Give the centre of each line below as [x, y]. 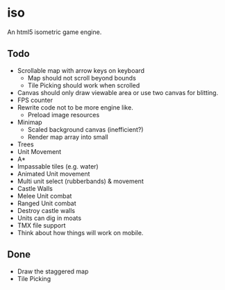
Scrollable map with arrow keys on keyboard [81, 70]
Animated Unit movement [53, 173]
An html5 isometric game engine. [55, 32]
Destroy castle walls [46, 210]
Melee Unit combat [44, 196]
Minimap [30, 122]
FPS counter [35, 100]
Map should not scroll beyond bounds [82, 78]
